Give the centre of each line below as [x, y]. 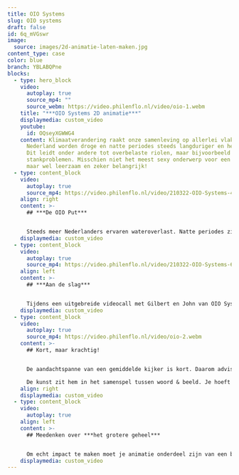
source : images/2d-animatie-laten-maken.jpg [81, 47]
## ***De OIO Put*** [57, 213]
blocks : [19, 73]
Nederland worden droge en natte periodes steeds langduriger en [125, 147]
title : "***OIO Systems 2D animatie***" [81, 113]
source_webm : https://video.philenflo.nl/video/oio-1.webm [115, 107]
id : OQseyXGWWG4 [50, 133]
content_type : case [36, 54]
